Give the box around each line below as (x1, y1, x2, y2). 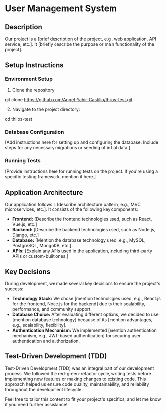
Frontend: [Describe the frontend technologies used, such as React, (12, 216, 152, 222)
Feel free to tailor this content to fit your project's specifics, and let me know (5, 396, 161, 402)
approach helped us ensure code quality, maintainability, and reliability (5, 381, 149, 387)
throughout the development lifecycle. (5, 386, 83, 392)
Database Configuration (5, 128, 64, 135)
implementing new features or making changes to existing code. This (5, 376, 146, 382)
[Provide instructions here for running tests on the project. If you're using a (5, 168, 158, 174)
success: (5, 286, 24, 292)
